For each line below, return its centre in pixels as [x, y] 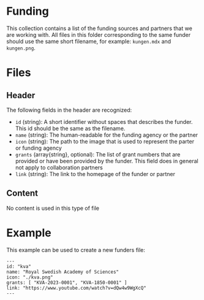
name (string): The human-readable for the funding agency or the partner [106, 135]
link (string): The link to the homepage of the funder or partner [95, 174]
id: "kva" [19, 266]
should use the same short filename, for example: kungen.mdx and [89, 41]
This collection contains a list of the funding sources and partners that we [100, 28]
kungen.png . [21, 48]
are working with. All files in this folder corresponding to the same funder [99, 34]
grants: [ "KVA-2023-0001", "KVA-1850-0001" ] [67, 283]
